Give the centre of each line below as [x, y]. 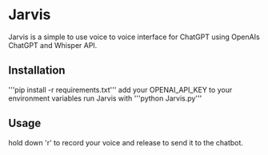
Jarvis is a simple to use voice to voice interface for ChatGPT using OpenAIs [134, 37]
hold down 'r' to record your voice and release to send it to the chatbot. [126, 142]
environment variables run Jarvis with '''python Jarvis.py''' [105, 98]
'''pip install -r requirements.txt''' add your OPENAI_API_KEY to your [120, 89]
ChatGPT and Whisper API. [53, 45]
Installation [37, 71]
